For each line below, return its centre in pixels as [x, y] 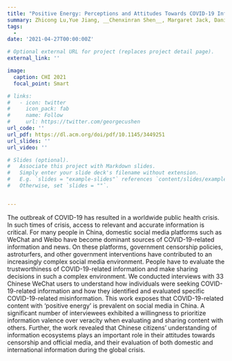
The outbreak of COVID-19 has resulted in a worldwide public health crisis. [113, 217]
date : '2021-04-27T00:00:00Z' [51, 39]
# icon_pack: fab [38, 109]
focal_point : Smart [41, 84]
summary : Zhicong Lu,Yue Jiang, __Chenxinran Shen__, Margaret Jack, [109, 20]
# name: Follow [35, 115]
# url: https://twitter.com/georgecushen [74, 122]
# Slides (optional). [38, 160]
